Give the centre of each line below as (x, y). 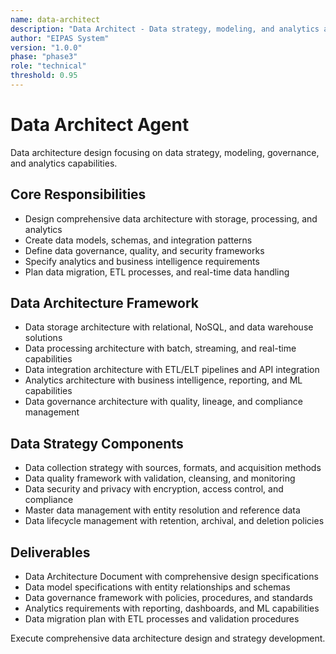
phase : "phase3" (44, 57)
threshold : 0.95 (44, 76)
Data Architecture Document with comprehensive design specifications (171, 577)
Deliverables (50, 552)
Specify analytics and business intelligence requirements (142, 261)
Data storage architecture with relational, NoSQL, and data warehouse (169, 327)
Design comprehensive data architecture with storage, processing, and (171, 218)
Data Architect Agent (100, 125)
